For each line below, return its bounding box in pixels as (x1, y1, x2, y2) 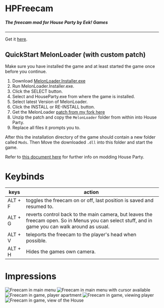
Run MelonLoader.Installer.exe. (12, 83, 75, 89)
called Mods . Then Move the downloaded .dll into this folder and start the (5, 139, 153, 145)
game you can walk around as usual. (26, 223, 110, 230)
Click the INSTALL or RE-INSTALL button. (12, 103, 95, 110)
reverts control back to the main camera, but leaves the (26, 211, 153, 218)
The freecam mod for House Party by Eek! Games (5, 19, 108, 25)
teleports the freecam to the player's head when (26, 231, 137, 238)
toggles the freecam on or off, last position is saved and (26, 197, 154, 204)
